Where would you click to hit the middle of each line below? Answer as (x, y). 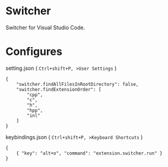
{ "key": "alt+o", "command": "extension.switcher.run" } (89, 153)
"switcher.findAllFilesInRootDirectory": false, (77, 84)
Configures (34, 52)
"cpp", (35, 95)
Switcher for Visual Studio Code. (45, 27)
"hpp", (35, 110)
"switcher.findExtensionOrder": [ (59, 89)
